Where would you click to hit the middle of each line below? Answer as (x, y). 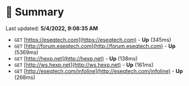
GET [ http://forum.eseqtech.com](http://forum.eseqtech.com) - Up (95, 46)
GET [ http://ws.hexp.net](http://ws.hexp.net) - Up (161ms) (84, 65)
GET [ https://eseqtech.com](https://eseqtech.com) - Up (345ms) (93, 39)
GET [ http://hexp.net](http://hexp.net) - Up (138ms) (76, 58)
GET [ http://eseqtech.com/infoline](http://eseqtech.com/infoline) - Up (98, 71)
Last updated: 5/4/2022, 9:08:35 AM (52, 28)
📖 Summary (35, 12)
